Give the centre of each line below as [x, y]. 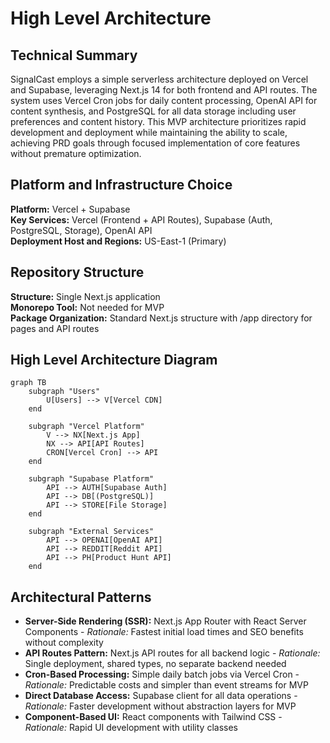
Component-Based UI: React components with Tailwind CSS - [153, 717]
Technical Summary [74, 55]
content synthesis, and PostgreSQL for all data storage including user [153, 111]
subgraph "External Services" [91, 532]
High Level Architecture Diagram [114, 360]
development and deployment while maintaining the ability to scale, [149, 132]
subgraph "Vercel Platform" [86, 427]
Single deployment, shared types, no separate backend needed [155, 664]
